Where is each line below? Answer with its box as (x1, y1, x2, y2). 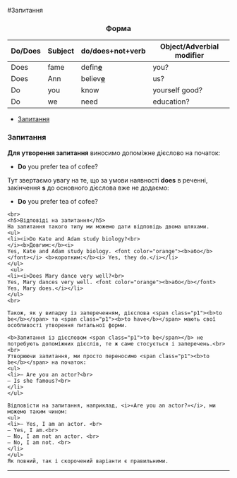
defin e (80, 63, 103, 73)
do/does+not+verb (80, 46, 146, 56)
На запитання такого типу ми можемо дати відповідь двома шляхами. (7, 223, 210, 230)
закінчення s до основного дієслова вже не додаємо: (7, 183, 169, 192)
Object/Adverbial (159, 42, 219, 51)
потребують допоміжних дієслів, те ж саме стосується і (7, 340, 175, 348)
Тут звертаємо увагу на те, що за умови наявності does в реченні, (7, 176, 208, 184)
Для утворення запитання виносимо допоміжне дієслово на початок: (7, 148, 221, 157)
